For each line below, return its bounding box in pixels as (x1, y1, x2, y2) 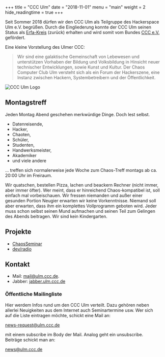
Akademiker (12, 152, 37, 158)
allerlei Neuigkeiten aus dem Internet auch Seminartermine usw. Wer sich (5, 307, 153, 313)
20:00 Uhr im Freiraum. (5, 172, 53, 178)
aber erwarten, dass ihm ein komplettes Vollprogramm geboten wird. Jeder (5, 203, 157, 209)
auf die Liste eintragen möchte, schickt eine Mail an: (5, 312, 111, 318)
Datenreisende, (12, 121, 43, 127)
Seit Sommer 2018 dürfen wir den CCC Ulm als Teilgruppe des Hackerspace (5, 19, 160, 25)
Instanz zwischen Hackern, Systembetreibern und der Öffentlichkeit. (17, 75, 156, 80)
